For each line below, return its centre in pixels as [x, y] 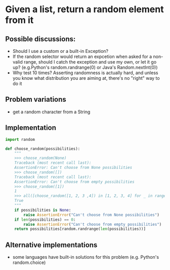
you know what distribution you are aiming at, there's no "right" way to [86, 78]
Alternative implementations [51, 245]
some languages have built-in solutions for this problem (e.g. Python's [86, 257]
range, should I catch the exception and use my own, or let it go [90, 62]
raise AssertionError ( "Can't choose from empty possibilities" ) [93, 224]
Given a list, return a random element [84, 9]
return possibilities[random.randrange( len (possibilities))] [80, 229]
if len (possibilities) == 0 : [45, 220]
